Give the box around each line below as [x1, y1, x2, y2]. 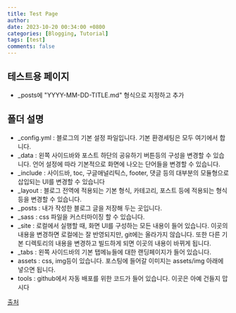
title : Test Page [7, 10, 58, 18]
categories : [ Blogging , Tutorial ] [7, 30, 109, 37]
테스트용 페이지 [7, 71, 70, 83]
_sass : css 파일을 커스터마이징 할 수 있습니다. [17, 212, 145, 221]
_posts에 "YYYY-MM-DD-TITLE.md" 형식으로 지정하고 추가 [17, 91, 185, 99]
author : [7, 17, 30, 24]
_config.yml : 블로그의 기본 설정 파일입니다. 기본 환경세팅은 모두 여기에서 [17, 133, 218, 141]
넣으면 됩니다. [17, 265, 56, 274]
